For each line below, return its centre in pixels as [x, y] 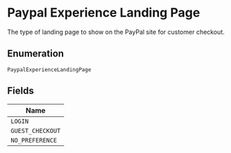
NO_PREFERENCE [34, 140]
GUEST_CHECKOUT [36, 130]
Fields [21, 91]
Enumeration [36, 54]
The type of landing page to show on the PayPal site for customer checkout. [116, 32]
